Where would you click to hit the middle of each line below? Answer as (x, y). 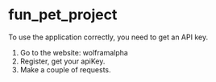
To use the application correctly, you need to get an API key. (108, 37)
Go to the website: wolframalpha (74, 52)
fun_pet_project (63, 15)
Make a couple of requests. (65, 69)
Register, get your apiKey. (62, 61)
